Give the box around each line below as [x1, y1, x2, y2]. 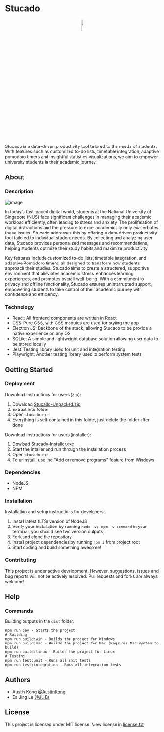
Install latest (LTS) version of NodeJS [12, 518, 87, 524]
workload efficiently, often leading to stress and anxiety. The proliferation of [5, 219, 158, 225]
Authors [5, 675, 31, 684]
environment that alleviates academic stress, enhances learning [5, 270, 134, 276]
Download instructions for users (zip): [5, 391, 81, 397]
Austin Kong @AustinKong [12, 689, 66, 695]
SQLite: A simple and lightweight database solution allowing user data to [12, 335, 158, 342]
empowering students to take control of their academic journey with [5, 286, 142, 292]
